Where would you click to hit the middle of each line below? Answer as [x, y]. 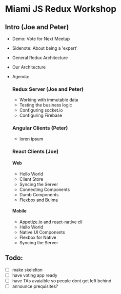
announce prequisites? [35, 286]
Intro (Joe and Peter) [37, 27]
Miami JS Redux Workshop [61, 9]
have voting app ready [35, 275]
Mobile [19, 211]
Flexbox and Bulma [39, 200]
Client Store [31, 179]
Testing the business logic [46, 105]
